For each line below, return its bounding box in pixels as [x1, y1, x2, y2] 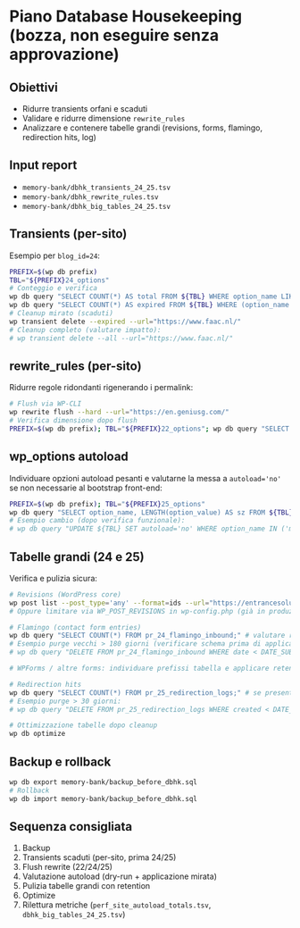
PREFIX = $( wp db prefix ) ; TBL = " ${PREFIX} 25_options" [9, 499, 205, 508]
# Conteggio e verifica [9, 284, 98, 293]
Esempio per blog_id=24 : [9, 250, 101, 261]
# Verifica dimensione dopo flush [9, 416, 138, 425]
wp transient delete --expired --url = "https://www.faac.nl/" [9, 317, 242, 326]
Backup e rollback [9, 754, 112, 769]
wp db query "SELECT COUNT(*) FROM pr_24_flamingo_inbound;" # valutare [9, 631, 286, 640]
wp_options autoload [9, 449, 129, 464]
